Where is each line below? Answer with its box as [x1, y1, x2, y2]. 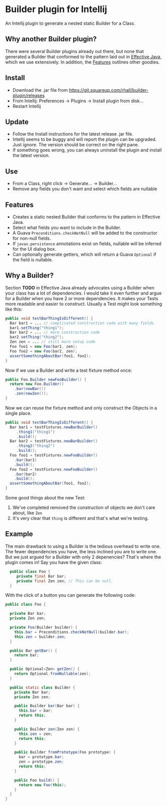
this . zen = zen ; [18, 731, 53, 736]
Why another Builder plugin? [5, 35, 97, 43]
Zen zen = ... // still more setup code [10, 339, 96, 344]
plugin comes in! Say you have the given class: [5, 559, 102, 565]
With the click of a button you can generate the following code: [5, 592, 136, 598]
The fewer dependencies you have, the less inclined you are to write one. [5, 548, 157, 554]
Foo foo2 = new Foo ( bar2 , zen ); [10, 349, 78, 354]
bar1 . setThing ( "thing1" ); [10, 325, 64, 330]
